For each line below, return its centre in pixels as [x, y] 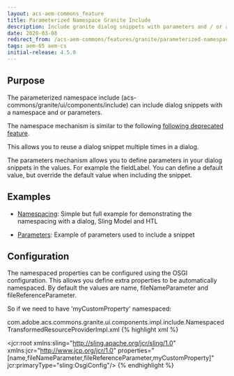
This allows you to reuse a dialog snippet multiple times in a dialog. [103, 146]
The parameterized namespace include [63, 97]
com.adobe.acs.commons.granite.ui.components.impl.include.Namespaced [116, 322]
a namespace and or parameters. [55, 112]
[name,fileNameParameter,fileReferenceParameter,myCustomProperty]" [111, 358]
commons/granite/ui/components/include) [68, 104]
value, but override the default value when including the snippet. [100, 175]
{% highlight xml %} [150, 330]
